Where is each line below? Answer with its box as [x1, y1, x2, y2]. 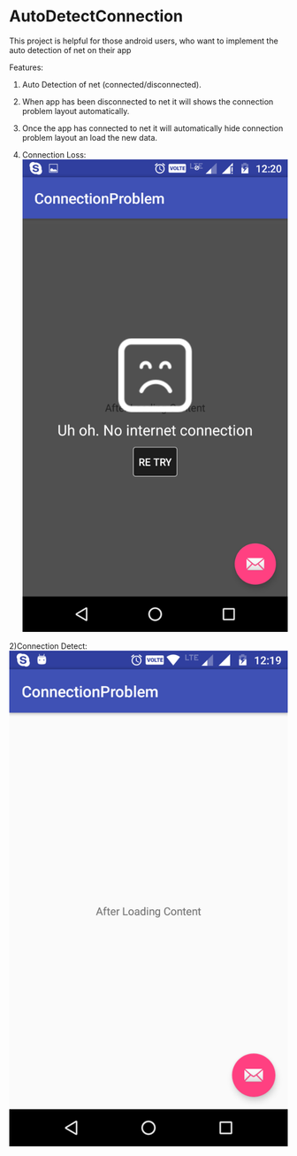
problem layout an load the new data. [21, 132, 157, 143]
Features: [9, 62, 44, 73]
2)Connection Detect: [9, 640, 88, 651]
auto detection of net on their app [9, 44, 132, 55]
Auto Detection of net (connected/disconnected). [21, 79, 202, 89]
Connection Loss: [21, 149, 87, 160]
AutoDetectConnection [9, 6, 184, 27]
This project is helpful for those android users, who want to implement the [9, 35, 278, 46]
